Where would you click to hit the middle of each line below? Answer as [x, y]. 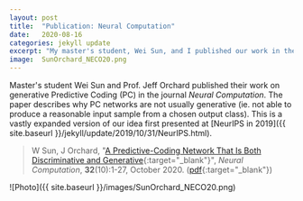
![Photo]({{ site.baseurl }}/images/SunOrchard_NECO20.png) [123, 187]
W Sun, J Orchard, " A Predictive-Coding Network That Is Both [146, 151]
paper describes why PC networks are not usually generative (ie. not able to [151, 104]
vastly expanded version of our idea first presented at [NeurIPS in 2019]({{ [147, 123]
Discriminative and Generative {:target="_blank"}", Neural [137, 160]
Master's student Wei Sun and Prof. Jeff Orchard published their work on [145, 85]
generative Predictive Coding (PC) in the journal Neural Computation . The [146, 95]
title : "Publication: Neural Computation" [92, 26]
